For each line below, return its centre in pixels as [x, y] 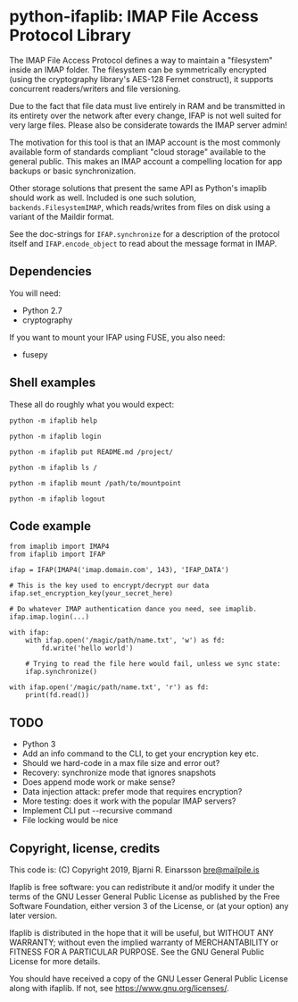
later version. [33, 915]
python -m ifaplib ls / [54, 467]
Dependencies [50, 271]
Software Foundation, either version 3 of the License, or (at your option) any [149, 906]
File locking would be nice [70, 821]
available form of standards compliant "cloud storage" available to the [137, 152]
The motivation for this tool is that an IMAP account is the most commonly [145, 142]
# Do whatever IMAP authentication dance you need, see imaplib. [133, 610]
